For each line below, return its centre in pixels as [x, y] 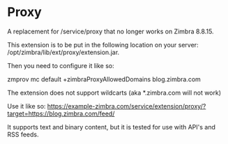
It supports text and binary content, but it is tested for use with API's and [112, 127]
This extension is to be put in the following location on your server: [103, 45]
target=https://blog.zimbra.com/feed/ [61, 113]
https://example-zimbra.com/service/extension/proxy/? [127, 106]
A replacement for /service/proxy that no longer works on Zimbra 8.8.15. [111, 31]
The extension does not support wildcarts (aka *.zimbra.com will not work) [114, 93]
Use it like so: [26, 106]
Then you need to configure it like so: [61, 65]
